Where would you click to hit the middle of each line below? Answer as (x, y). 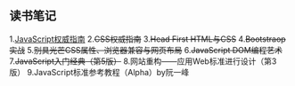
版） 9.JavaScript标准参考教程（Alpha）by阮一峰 (99, 72)
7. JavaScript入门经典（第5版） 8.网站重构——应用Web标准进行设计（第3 (143, 61)
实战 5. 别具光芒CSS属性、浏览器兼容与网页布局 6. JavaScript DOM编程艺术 (146, 50)
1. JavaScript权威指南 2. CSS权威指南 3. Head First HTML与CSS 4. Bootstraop (148, 39)
